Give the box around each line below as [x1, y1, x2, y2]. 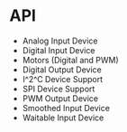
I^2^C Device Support [22, 73, 104, 84]
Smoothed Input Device [22, 102, 111, 113]
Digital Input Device [22, 44, 95, 55]
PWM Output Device [22, 92, 99, 104]
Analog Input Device [22, 35, 98, 46]
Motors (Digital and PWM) [22, 54, 119, 65]
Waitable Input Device [22, 112, 104, 123]
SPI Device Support [22, 83, 95, 94]
